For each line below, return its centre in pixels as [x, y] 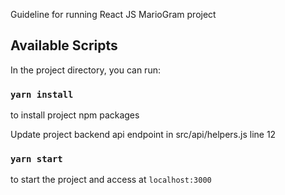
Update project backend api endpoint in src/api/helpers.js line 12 [143, 135]
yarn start [36, 159]
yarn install [42, 94]
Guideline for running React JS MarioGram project [113, 14]
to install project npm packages [75, 115]
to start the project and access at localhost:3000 [111, 180]
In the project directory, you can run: [85, 70]
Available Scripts [64, 45]
